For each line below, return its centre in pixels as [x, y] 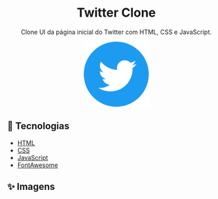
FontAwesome [38, 165]
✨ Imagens [31, 187]
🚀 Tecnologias [38, 126]
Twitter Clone [116, 13]
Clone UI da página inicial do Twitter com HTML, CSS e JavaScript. [116, 32]
